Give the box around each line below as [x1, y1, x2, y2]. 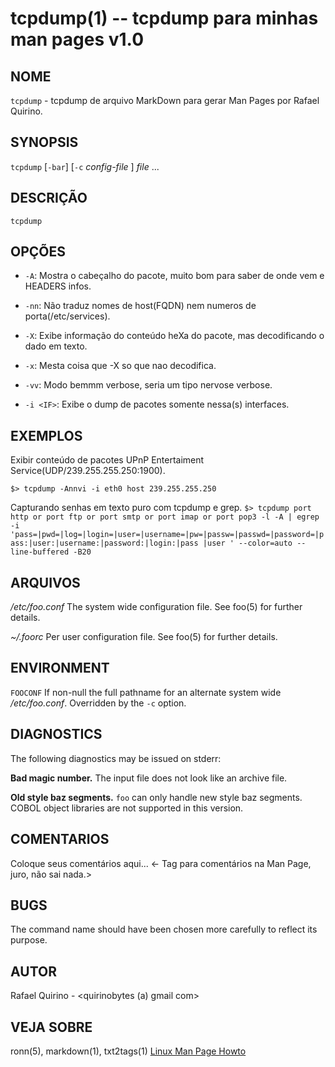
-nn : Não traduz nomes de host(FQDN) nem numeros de [24, 300, 257, 312]
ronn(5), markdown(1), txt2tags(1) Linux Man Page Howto [10, 1045, 247, 1057]
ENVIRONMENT [10, 660, 110, 677]
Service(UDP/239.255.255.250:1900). [10, 465, 166, 477]
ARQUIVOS [10, 574, 81, 591]
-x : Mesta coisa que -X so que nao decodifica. [24, 360, 217, 372]
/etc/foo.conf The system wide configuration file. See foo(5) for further [10, 601, 303, 613]
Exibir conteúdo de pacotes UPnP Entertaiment [10, 454, 205, 466]
